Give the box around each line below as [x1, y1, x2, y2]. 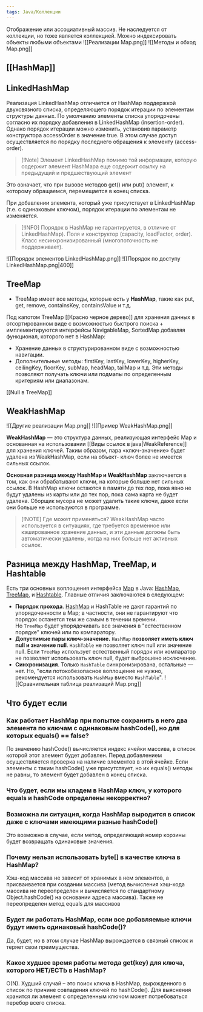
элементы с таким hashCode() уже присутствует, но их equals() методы [6, 764, 193, 771]
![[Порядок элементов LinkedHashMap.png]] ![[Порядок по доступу [6, 255, 181, 262]
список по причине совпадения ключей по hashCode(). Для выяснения [6, 986, 191, 994]
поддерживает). [21, 243, 64, 250]
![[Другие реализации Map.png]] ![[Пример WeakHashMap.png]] [6, 422, 173, 429]
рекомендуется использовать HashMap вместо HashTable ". [15, 674, 164, 681]
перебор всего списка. [6, 999, 66, 1007]
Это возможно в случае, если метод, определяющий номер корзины [6, 832, 186, 839]
